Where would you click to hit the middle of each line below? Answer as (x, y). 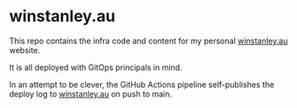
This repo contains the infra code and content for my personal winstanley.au (148, 41)
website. (25, 50)
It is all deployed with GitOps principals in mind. (96, 67)
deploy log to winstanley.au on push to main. (91, 94)
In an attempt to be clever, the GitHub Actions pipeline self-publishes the (142, 84)
